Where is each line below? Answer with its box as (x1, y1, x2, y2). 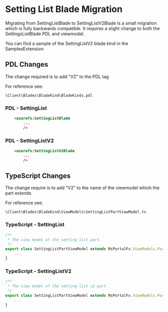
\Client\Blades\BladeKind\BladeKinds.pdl (5, 93, 93, 98)
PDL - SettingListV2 (5, 137, 54, 144)
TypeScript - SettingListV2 (5, 267, 71, 274)
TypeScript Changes (5, 171, 71, 180)
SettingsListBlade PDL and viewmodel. (5, 31, 85, 37)
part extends (5, 190, 31, 196)
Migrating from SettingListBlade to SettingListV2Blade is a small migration (5, 20, 157, 26)
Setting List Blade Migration (5, 4, 122, 15)
